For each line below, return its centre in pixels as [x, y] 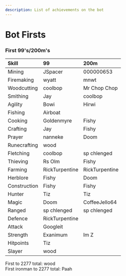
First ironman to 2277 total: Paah [39, 269]
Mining [16, 72]
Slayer [15, 251]
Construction [23, 186]
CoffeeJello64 [100, 202]
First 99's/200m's [28, 50]
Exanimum [55, 235]
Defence [18, 219]
